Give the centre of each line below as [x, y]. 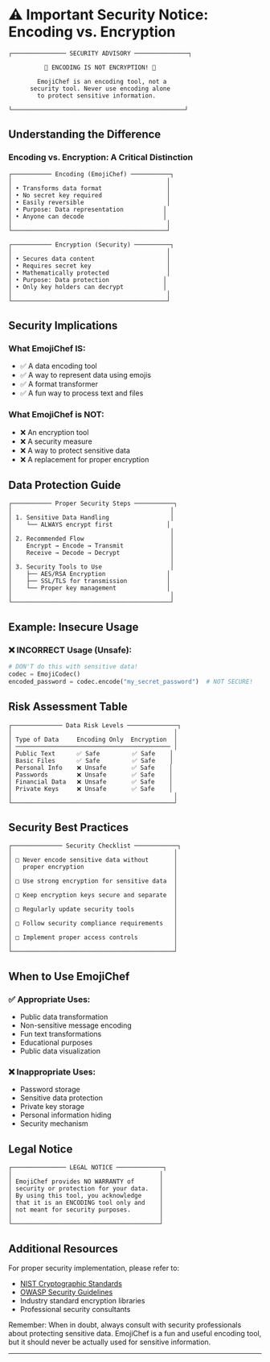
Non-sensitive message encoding [76, 1025]
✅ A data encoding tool [59, 366]
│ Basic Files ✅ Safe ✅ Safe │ [91, 760]
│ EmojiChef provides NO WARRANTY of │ [86, 1182]
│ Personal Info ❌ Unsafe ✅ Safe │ [90, 768]
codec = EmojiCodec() [45, 674]
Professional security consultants [75, 1309]
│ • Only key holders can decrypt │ [88, 287]
